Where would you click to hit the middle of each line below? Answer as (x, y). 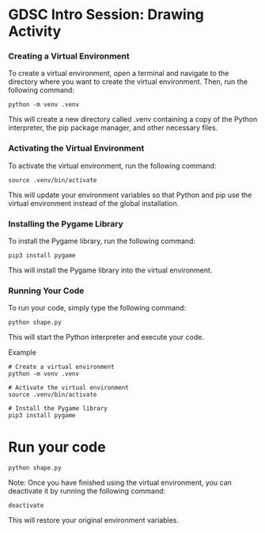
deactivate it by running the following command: (87, 491)
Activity (35, 31)
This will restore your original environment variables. (94, 520)
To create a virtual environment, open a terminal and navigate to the (119, 74)
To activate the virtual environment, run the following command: (112, 166)
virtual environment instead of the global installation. (94, 203)
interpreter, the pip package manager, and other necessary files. (113, 128)
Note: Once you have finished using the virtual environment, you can (120, 483)
